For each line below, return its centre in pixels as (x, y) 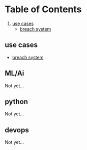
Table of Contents (43, 9)
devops (17, 130)
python (17, 101)
